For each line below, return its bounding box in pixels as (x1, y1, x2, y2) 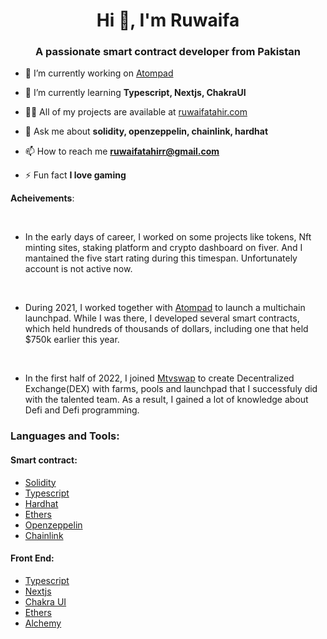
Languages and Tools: (10, 429, 120, 443)
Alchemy (24, 617, 62, 629)
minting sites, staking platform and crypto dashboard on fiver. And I (24, 242, 303, 254)
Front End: (10, 552, 55, 564)
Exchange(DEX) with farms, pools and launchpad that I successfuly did (24, 383, 318, 395)
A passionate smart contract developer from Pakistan (34, 45, 302, 59)
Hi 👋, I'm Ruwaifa (96, 9, 240, 32)
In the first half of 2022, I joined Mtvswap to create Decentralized (24, 372, 295, 384)
